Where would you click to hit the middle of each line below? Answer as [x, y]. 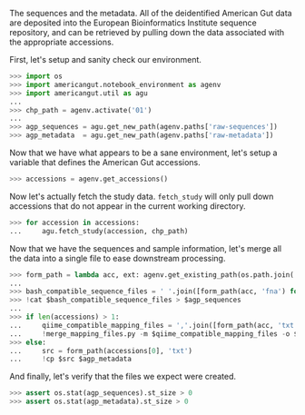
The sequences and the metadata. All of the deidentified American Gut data [151, 13]
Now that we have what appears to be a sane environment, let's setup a [143, 153]
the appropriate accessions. [62, 42]
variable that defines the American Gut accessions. [105, 162]
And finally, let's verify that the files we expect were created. [123, 377]
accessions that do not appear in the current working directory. [128, 206]
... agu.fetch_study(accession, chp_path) [99, 231]
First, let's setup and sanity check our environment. [106, 59]
